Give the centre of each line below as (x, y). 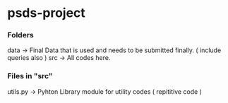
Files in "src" (30, 76)
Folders (20, 35)
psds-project (47, 13)
